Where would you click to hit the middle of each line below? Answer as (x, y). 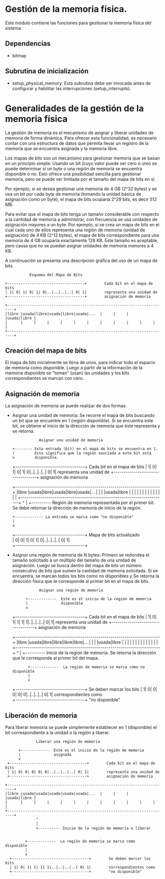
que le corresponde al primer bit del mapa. (56, 658)
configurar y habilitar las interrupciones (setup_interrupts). (72, 88)
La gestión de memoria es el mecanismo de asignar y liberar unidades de (79, 133)
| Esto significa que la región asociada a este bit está (82, 453)
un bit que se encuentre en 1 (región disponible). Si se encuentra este (83, 421)
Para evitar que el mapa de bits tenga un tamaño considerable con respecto (82, 214)
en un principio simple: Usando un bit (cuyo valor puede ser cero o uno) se (81, 163)
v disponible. (35, 458)
